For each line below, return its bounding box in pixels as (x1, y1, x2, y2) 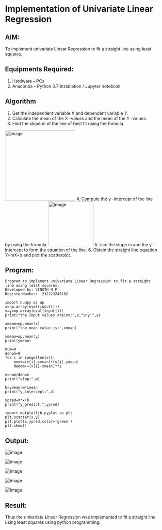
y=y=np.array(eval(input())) (5, 308, 64, 314)
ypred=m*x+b (5, 398, 29, 403)
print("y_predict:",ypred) (5, 402, 60, 407)
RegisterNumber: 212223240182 (5, 291, 68, 297)
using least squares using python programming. (5, 519, 101, 525)
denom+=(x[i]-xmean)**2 (14, 364, 62, 369)
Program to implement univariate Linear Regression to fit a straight (5, 279, 151, 284)
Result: (5, 501, 27, 510)
